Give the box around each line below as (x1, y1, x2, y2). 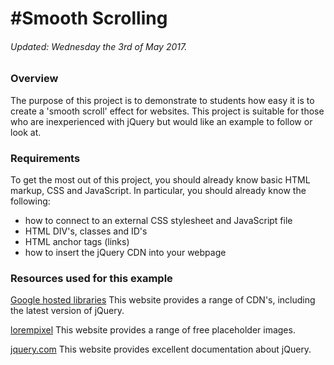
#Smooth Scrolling (10, 7, 168, 30)
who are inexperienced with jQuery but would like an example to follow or (10, 115, 313, 127)
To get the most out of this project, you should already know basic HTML (10, 174, 311, 186)
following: (10, 195, 51, 207)
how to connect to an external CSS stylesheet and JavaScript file (24, 215, 293, 227)
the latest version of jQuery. (10, 305, 125, 317)
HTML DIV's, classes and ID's (24, 225, 148, 237)
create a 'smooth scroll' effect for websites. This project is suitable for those (10, 105, 325, 117)
